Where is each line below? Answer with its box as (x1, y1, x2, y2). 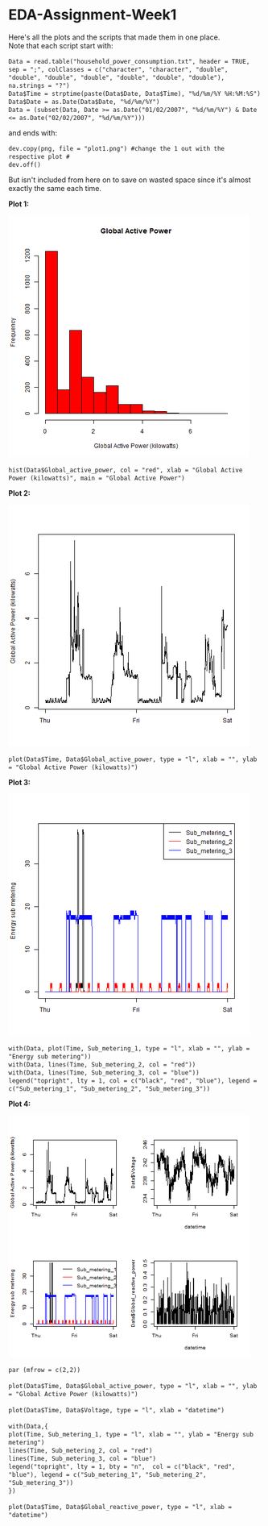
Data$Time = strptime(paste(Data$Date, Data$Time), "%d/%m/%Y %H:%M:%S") (8, 89, 262, 98)
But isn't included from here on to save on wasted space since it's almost (8, 175, 251, 185)
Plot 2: (8, 488, 31, 497)
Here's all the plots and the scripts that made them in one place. (8, 32, 221, 42)
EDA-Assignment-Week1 (8, 6, 177, 24)
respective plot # (8, 152, 70, 160)
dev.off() (8, 160, 42, 168)
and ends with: (8, 127, 58, 138)
